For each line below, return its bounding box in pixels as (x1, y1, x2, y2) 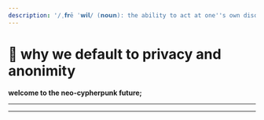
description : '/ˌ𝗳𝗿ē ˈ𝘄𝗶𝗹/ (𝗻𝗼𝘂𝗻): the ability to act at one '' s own (8, 11, 240, 20)
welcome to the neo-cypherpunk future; (8, 88, 143, 97)
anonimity (8, 62, 76, 79)
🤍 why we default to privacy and (8, 45, 222, 63)
